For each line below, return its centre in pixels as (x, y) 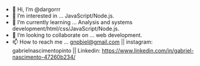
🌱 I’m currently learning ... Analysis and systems (72, 22)
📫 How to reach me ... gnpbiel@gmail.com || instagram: (82, 42)
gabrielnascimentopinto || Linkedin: (56, 51)
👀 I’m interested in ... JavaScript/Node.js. (63, 16)
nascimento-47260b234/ (44, 57)
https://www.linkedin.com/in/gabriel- (148, 51)
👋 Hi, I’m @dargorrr (36, 9)
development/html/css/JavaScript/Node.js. (66, 28)
